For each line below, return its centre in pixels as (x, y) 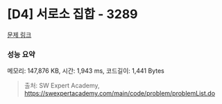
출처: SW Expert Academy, (62, 86)
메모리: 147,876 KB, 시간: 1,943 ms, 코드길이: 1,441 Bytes (86, 71)
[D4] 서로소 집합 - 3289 (72, 14)
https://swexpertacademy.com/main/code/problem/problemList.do (120, 94)
